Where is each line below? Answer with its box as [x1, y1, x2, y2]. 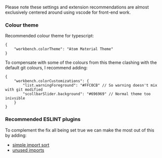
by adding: [5, 132, 27, 138]
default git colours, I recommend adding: [5, 65, 88, 71]
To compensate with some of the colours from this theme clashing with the [5, 60, 157, 65]
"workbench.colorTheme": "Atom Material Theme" [14, 47, 113, 52]
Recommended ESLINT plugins [5, 116, 81, 123]
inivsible [5, 96, 26, 101]
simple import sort [12, 142, 50, 148]
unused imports [12, 147, 44, 153]
